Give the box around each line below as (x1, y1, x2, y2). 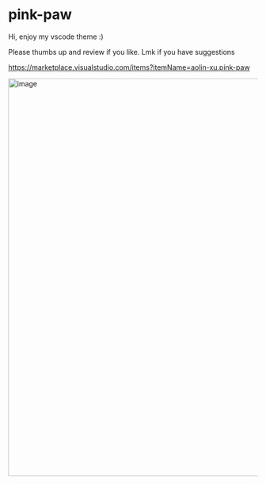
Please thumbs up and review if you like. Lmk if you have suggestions (8, 47, 235, 56)
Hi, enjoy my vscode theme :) (8, 32, 104, 41)
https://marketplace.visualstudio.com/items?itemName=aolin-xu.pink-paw (8, 62, 251, 72)
